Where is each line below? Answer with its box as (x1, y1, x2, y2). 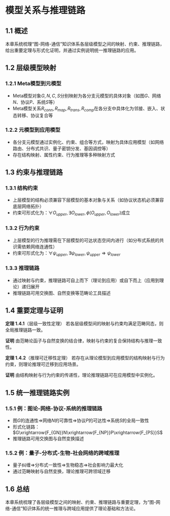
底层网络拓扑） (12, 203, 44, 209)
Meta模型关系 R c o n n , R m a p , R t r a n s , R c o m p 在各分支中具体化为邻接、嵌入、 (12, 105, 161, 112)
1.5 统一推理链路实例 (5, 388, 70, 397)
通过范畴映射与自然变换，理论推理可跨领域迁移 (12, 468, 111, 474)
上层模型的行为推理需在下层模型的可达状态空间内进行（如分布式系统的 (12, 237, 160, 243)
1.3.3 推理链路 (5, 265, 40, 272)
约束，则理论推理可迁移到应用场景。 (5, 361, 81, 368)
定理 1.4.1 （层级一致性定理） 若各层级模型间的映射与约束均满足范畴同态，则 (5, 321, 164, 327)
